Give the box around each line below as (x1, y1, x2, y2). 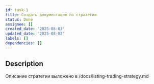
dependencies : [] (5, 41, 42, 46)
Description (5, 60, 43, 68)
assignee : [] (5, 21, 33, 27)
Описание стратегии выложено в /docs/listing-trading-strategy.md (5, 73, 149, 79)
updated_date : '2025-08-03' (5, 31, 65, 36)
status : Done (5, 17, 33, 22)
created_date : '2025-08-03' (5, 26, 65, 32)
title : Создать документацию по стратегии (5, 12, 97, 17)
